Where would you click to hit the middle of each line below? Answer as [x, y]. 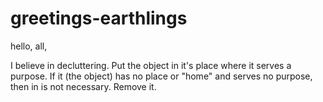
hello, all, [29, 46]
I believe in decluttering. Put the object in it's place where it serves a [151, 65]
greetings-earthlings [99, 18]
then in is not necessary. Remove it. [83, 86]
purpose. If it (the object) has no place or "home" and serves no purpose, [161, 76]
